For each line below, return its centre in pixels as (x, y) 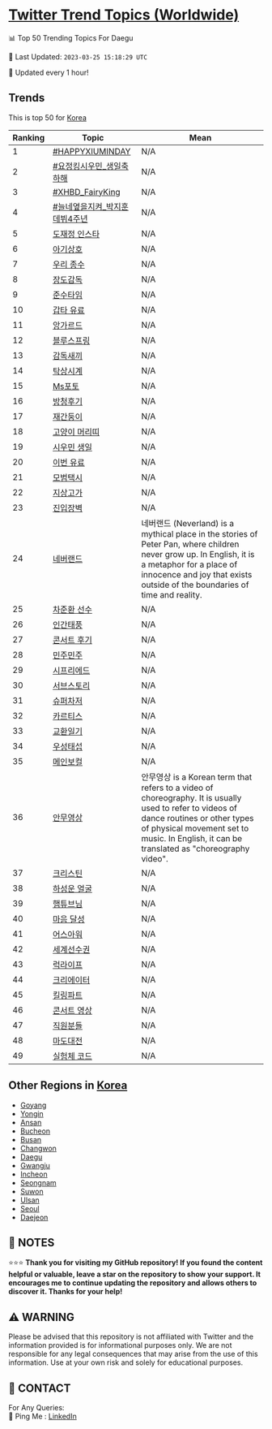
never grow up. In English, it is (198, 554)
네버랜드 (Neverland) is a (188, 523)
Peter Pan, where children (190, 544)
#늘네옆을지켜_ (79, 206)
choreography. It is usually (191, 797)
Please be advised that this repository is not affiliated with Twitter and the (131, 1336)
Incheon (34, 1174)
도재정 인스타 (76, 234)
